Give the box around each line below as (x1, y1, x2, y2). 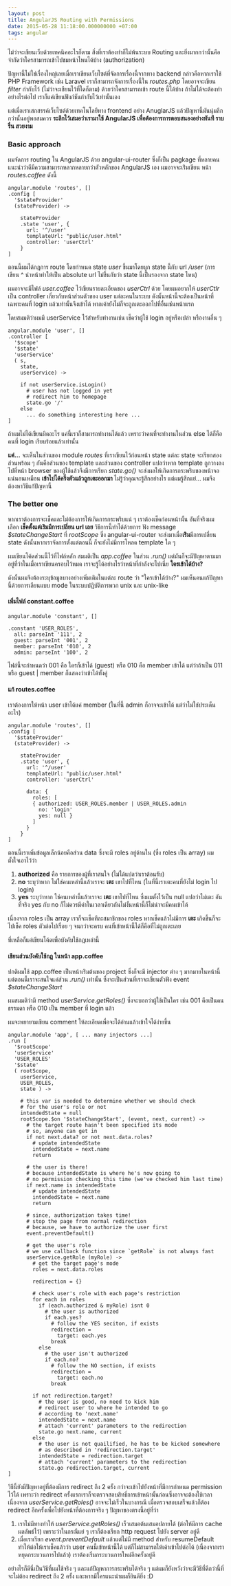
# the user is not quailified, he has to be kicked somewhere (38, 1441, 221, 1448)
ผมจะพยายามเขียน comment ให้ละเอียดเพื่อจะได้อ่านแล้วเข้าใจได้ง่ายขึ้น (8, 1018, 171, 1026)
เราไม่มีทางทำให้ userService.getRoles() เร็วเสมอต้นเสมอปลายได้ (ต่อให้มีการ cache (17, 1520, 223, 1528)
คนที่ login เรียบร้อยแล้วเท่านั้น (8, 437, 79, 445)
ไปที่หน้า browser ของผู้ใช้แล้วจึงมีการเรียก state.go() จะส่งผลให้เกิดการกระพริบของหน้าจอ (8, 466, 219, 474)
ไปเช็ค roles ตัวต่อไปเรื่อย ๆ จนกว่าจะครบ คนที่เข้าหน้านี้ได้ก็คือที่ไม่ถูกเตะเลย (8, 922, 181, 930)
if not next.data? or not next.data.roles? (25, 1134, 153, 1141)
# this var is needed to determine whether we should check (20, 1098, 196, 1105)
